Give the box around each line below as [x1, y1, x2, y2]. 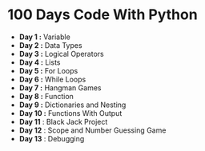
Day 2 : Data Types [18, 40, 82, 50]
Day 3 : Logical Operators [18, 49, 105, 58]
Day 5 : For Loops [18, 66, 78, 75]
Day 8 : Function [18, 91, 74, 101]
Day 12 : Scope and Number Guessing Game [18, 125, 167, 135]
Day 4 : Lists [18, 58, 61, 67]
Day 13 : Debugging [18, 133, 85, 143]
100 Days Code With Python [7, 6, 198, 24]
